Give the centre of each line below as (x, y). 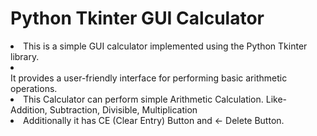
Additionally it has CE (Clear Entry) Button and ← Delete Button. (154, 120)
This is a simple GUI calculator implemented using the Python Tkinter (165, 46)
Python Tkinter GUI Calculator (137, 18)
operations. (34, 88)
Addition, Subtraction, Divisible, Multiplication (104, 109)
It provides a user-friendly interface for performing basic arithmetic (149, 78)
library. (25, 56)
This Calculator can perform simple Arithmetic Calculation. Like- (155, 99)
